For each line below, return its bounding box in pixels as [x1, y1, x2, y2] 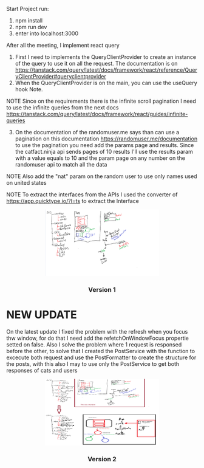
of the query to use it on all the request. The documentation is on [15, 60, 178, 67]
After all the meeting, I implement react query [6, 42, 120, 49]
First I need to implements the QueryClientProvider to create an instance [15, 53, 196, 60]
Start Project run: [6, 5, 49, 12]
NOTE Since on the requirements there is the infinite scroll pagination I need [6, 97, 196, 105]
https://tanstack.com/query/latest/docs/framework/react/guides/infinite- [6, 111, 188, 117]
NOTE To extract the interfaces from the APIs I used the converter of [6, 191, 178, 198]
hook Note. [15, 86, 44, 93]
